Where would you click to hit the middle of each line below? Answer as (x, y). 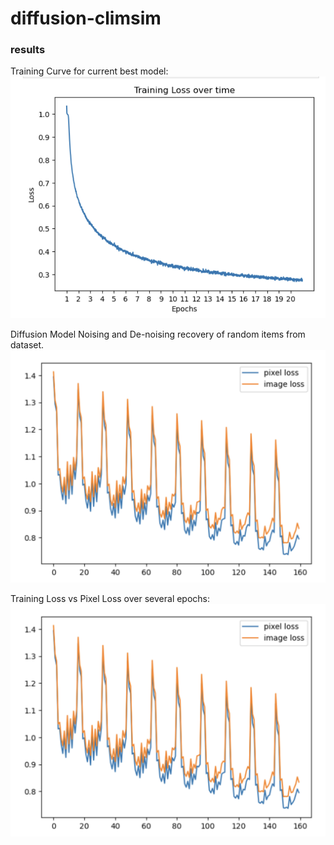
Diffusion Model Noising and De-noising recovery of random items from (158, 334)
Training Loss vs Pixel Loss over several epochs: (110, 599)
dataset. (27, 345)
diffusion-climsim (86, 18)
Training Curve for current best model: (89, 71)
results (28, 50)
